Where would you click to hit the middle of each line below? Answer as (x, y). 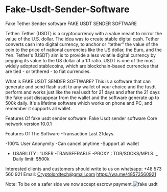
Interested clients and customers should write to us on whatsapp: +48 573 (83, 169)
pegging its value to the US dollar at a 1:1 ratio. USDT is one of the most (80, 60)
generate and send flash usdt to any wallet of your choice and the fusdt (81, 87)
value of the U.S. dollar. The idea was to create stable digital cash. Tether (82, 39)
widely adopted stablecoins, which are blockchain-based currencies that (82, 66)
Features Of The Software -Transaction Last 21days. (60, 133)
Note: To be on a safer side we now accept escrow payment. (69, 184)
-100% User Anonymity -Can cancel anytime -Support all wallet (72, 143)
